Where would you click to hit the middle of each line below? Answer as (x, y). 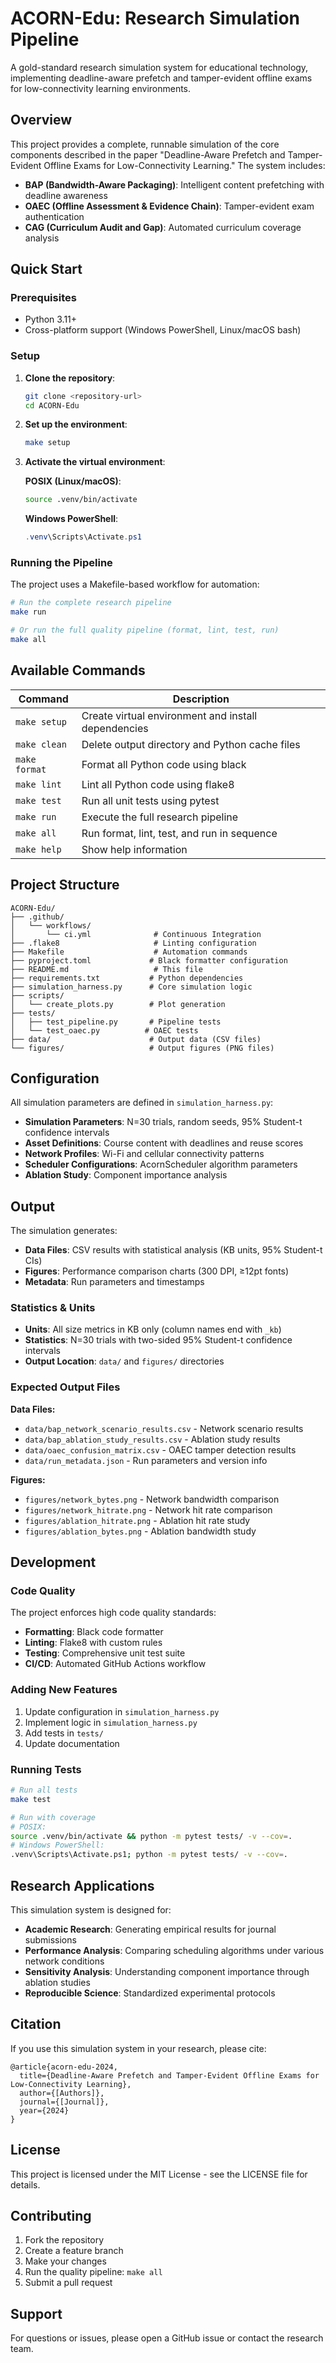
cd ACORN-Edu (52, 405)
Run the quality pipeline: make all (93, 2272)
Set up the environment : (76, 424)
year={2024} (44, 2110)
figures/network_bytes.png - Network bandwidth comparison (152, 1499)
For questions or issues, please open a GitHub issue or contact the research (167, 2338)
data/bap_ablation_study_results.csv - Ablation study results (152, 1439)
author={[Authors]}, (62, 2093)
